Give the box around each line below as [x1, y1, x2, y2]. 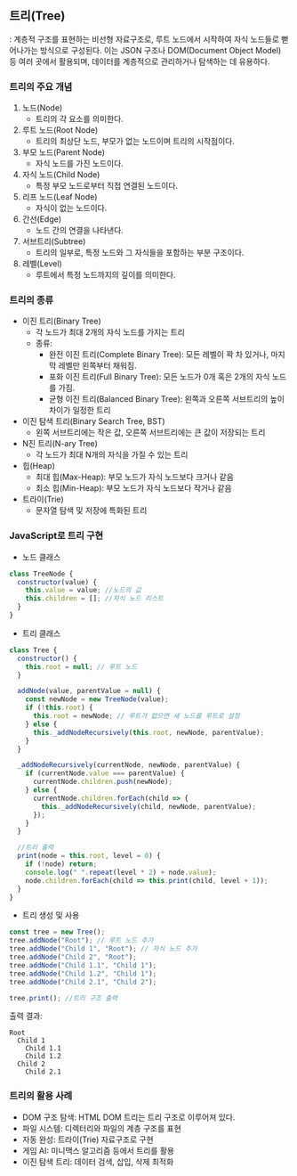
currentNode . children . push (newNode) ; [32, 778, 173, 787]
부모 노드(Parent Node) [21, 147, 105, 158]
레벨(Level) [21, 258, 62, 269]
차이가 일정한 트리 [48, 404, 111, 416]
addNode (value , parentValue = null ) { [17, 687, 162, 696]
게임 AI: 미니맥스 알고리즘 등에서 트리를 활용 [21, 1145, 175, 1156]
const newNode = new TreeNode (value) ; [25, 695, 169, 704]
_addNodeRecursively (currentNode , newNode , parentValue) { [17, 761, 241, 770]
